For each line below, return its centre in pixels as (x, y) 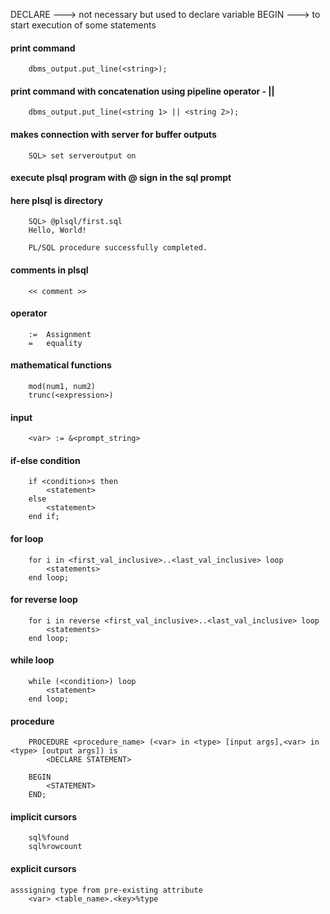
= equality (55, 343)
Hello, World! (57, 230)
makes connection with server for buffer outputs (113, 134)
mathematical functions (61, 365)
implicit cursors (44, 816)
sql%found (49, 838)
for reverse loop (44, 600)
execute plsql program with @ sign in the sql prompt (121, 178)
